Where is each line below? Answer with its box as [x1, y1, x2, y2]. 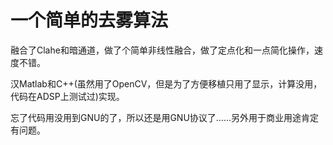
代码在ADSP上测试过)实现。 [10, 90, 125, 102]
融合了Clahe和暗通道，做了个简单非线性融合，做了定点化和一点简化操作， [10, 44, 315, 56]
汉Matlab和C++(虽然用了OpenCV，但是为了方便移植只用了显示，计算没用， [10, 77, 323, 90]
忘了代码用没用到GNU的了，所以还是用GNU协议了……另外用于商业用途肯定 [10, 111, 320, 123]
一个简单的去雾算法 [10, 9, 169, 32]
